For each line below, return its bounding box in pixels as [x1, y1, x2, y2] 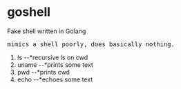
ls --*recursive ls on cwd [17, 53, 88, 61]
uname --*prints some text [17, 60, 93, 69]
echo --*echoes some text [17, 75, 93, 83]
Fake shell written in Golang [7, 27, 86, 35]
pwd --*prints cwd [17, 68, 70, 76]
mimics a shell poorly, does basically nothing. [7, 40, 175, 48]
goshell [7, 4, 50, 20]
